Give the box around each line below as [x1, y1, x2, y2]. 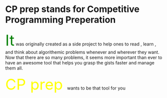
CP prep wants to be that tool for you [5, 74, 126, 93]
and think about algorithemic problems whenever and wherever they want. [5, 49, 159, 55]
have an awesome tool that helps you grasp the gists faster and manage [5, 59, 155, 65]
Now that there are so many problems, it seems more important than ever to [5, 54, 162, 60]
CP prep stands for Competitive [5, 3, 140, 15]
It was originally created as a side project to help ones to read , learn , [5, 30, 156, 49]
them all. [5, 65, 23, 71]
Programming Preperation [5, 14, 116, 25]
